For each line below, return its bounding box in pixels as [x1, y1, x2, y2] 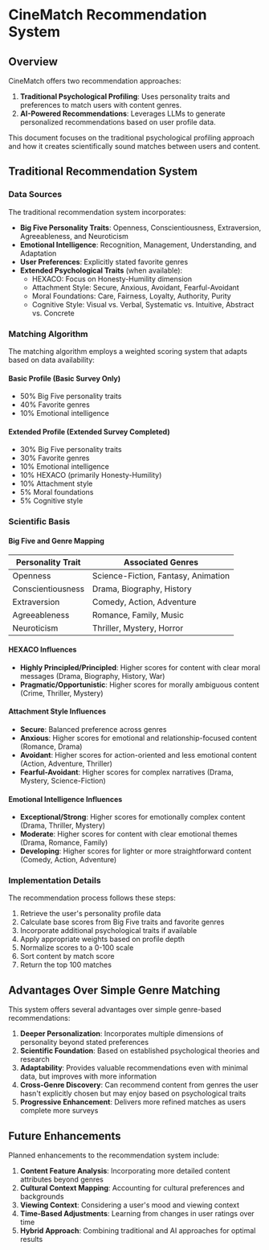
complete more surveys [19, 1106, 99, 1116]
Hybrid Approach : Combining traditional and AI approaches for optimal [19, 1226, 256, 1236]
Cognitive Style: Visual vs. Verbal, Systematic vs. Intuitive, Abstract [31, 299, 255, 309]
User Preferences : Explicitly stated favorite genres [19, 257, 189, 266]
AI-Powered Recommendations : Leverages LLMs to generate [19, 109, 226, 118]
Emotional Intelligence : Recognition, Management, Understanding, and [19, 240, 257, 249]
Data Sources [8, 189, 63, 200]
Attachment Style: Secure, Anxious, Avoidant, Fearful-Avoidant [31, 282, 239, 292]
